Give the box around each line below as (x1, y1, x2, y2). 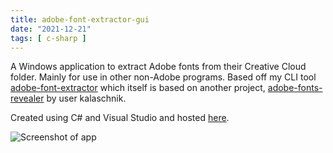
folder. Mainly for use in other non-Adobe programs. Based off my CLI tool (10, 71, 317, 83)
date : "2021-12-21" (10, 24, 92, 34)
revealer (10, 92, 45, 105)
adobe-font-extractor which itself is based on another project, (10, 82, 266, 94)
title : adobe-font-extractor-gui (10, 14, 150, 25)
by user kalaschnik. (46, 92, 127, 105)
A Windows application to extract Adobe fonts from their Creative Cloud (10, 61, 307, 73)
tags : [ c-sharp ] (10, 33, 87, 43)
